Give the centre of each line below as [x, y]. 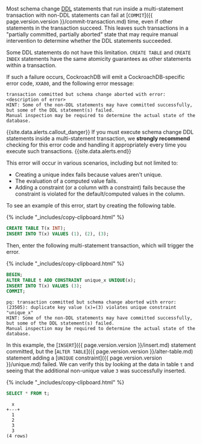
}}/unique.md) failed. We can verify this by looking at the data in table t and [100, 364]
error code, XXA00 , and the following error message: [70, 83]
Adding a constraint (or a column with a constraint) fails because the [100, 187]
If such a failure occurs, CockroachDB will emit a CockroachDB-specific [96, 77]
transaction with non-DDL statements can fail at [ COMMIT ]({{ [80, 15]
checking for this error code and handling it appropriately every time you [96, 145]
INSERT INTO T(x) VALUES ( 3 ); [44, 286]
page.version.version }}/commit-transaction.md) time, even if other [90, 21]
